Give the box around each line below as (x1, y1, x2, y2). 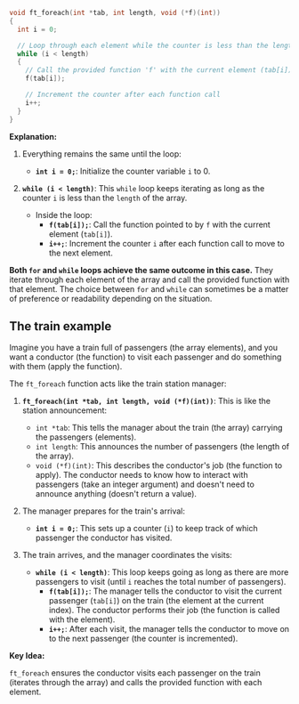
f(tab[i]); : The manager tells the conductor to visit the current (48, 586, 282, 596)
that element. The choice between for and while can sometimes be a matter (9, 283, 289, 294)
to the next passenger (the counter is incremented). (48, 633, 238, 644)
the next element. (48, 247, 113, 258)
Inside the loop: (35, 209, 93, 220)
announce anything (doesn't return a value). (35, 489, 198, 499)
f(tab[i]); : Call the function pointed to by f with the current (48, 219, 271, 230)
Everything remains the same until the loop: (21, 148, 182, 159)
